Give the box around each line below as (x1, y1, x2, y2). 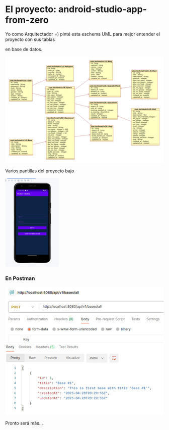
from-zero (5, 14, 49, 26)
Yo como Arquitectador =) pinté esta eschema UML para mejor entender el (5, 31, 160, 37)
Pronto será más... (5, 420, 43, 426)
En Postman (5, 274, 35, 281)
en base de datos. (5, 46, 43, 52)
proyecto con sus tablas (5, 36, 55, 42)
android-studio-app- (58, 4, 147, 15)
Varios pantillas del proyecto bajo (5, 168, 74, 174)
